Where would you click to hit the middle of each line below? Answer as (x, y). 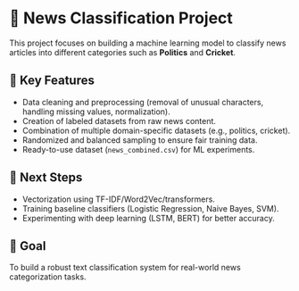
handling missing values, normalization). (96, 112)
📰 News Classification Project (121, 18)
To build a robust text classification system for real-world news (125, 268)
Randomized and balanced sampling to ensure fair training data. (140, 140)
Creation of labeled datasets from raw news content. (119, 121)
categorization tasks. (48, 277)
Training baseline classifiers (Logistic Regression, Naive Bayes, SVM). (150, 208)
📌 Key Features (52, 81)
